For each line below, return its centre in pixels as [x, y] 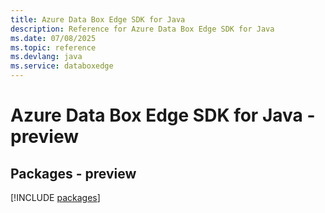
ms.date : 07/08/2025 [53, 38]
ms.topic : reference [53, 47]
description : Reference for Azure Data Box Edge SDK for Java [142, 29]
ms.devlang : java [46, 57]
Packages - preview [73, 173]
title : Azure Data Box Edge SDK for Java [98, 19]
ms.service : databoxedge [62, 66]
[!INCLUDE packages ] [55, 197]
